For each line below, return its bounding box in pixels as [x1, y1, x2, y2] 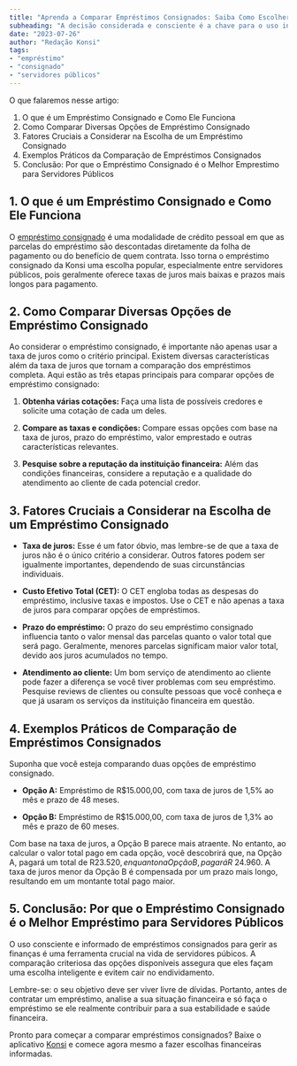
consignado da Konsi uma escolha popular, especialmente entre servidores [9, 259, 284, 270]
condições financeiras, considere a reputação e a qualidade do [21, 468, 252, 479]
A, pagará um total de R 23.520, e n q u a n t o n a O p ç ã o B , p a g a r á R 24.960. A [9, 857, 271, 868]
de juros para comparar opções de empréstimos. [21, 605, 201, 615]
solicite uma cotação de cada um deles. [21, 406, 168, 416]
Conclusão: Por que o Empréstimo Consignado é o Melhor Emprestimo [21, 158, 280, 169]
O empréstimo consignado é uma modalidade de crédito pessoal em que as [9, 231, 285, 242]
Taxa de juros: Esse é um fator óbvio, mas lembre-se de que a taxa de [21, 541, 279, 552]
